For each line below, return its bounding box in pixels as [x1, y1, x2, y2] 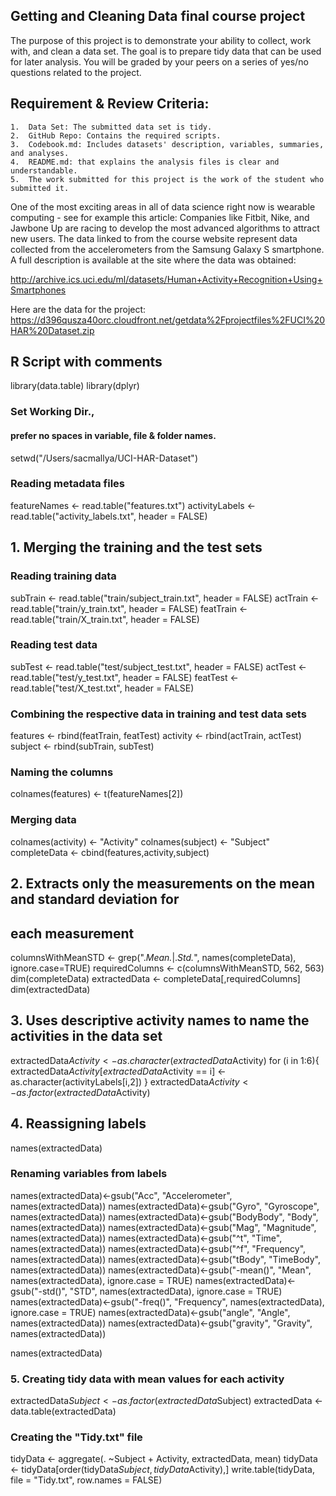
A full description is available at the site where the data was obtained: [10, 254, 297, 266]
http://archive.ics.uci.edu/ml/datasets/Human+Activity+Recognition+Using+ [10, 273, 323, 285]
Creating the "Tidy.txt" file [10, 1430, 143, 1444]
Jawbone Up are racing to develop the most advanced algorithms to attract [10, 222, 320, 234]
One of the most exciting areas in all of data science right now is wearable [10, 200, 316, 213]
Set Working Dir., [10, 405, 95, 419]
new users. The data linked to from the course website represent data [10, 232, 298, 244]
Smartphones [10, 284, 67, 296]
